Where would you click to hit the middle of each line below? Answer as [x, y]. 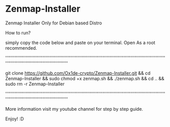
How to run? [18, 33]
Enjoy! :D [15, 119]
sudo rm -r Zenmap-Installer [35, 84]
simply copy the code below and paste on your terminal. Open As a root [80, 42]
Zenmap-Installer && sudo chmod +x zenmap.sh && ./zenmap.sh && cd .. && [85, 78]
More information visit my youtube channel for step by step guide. [74, 109]
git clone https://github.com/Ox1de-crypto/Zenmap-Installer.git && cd [78, 73]
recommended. [21, 48]
